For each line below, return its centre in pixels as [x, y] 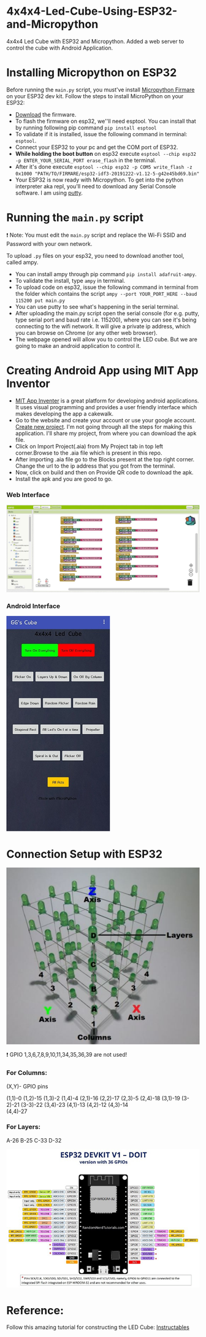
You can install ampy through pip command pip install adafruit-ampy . [106, 274]
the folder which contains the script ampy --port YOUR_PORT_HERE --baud [106, 293]
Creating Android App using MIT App [102, 371]
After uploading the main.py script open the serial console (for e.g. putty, [107, 313]
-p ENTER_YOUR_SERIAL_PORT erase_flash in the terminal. [86, 160]
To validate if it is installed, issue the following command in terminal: [101, 134]
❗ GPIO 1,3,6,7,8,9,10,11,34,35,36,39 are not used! [67, 1055]
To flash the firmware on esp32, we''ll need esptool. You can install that [105, 121]
